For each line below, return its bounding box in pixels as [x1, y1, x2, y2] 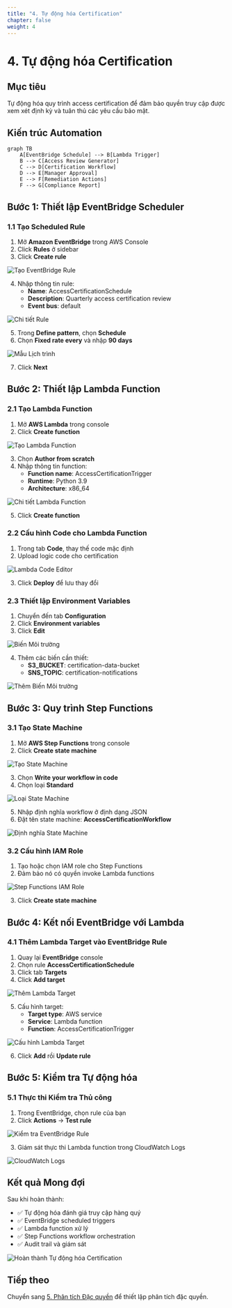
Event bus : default [27, 301, 81, 310]
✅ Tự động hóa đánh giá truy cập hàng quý [17, 1208, 141, 1217]
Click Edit [17, 626, 45, 635]
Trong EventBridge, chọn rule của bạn [17, 1109, 126, 1117]
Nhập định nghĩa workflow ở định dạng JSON [17, 808, 147, 816]
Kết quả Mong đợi [7, 1176, 85, 1188]
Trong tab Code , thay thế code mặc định [17, 544, 134, 553]
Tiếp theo [7, 1274, 50, 1286]
